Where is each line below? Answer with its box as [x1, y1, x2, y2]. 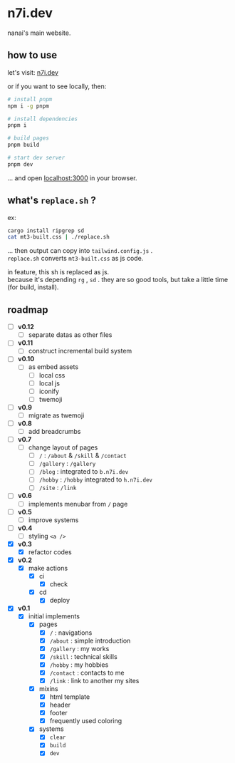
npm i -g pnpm [7, 102, 50, 110]
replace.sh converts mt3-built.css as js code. [7, 254, 144, 263]
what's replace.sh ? [7, 194, 96, 207]
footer [49, 709, 68, 717]
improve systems [28, 515, 79, 524]
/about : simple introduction [49, 636, 131, 645]
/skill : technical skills [49, 652, 117, 660]
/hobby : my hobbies [49, 660, 109, 669]
